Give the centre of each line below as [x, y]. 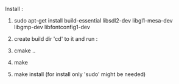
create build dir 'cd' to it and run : [56, 39]
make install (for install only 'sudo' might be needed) [80, 74]
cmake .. [25, 51]
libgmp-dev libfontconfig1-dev [52, 27]
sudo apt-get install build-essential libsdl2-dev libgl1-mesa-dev [93, 20]
